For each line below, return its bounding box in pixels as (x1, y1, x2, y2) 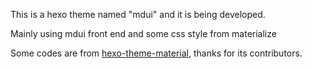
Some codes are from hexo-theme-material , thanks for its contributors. (10, 47, 303, 59)
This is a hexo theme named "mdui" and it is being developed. (10, 9, 266, 20)
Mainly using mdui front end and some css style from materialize (10, 28, 277, 39)
